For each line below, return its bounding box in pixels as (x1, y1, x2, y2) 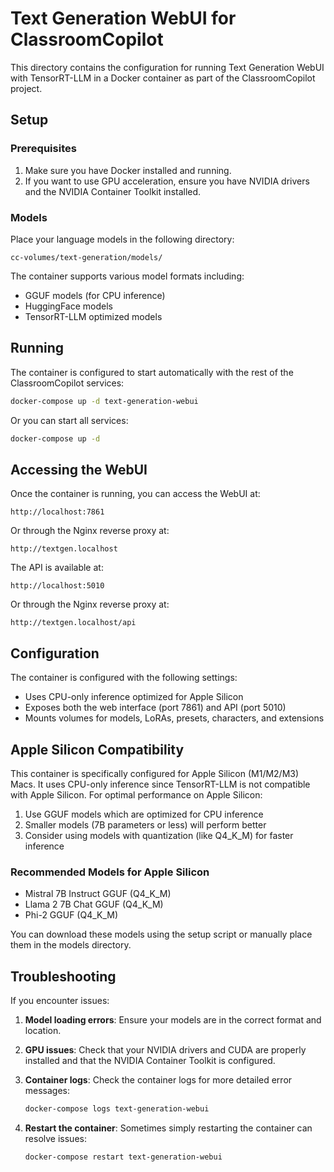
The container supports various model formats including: (10, 270, 245, 282)
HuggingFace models (24, 300, 113, 312)
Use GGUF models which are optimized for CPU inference (24, 808, 264, 820)
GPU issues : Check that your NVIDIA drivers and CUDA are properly (24, 1044, 307, 1056)
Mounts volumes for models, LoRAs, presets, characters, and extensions (24, 712, 325, 724)
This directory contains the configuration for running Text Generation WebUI (10, 61, 325, 73)
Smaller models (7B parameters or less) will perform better (24, 818, 267, 831)
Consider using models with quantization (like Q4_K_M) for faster (24, 829, 294, 841)
